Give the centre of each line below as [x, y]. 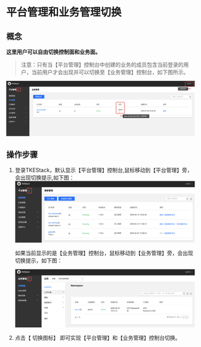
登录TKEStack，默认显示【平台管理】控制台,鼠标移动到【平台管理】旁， [103, 170]
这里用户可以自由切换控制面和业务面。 [53, 52]
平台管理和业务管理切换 [64, 12]
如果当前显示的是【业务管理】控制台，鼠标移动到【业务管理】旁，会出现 [104, 253]
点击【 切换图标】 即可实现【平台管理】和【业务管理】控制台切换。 [98, 338]
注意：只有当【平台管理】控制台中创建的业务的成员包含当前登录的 [102, 65]
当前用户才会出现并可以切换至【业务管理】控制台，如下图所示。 [110, 72]
